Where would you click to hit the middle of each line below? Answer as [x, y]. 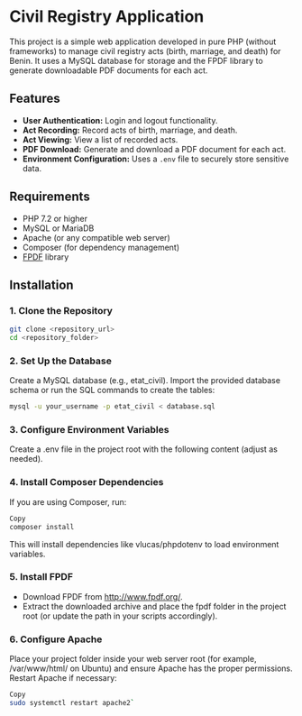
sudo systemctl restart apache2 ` [72, 702]
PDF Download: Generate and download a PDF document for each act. [154, 149]
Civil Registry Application [107, 17]
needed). [26, 459]
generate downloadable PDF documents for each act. [109, 70]
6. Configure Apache [56, 639]
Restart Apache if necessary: [63, 678]
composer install [42, 527]
